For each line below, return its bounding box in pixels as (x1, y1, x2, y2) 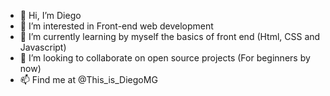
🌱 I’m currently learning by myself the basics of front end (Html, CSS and (19, 31, 321, 42)
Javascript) (19, 41, 67, 53)
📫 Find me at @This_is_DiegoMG (19, 74, 158, 85)
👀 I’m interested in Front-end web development (19, 20, 214, 32)
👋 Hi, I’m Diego (19, 10, 82, 21)
